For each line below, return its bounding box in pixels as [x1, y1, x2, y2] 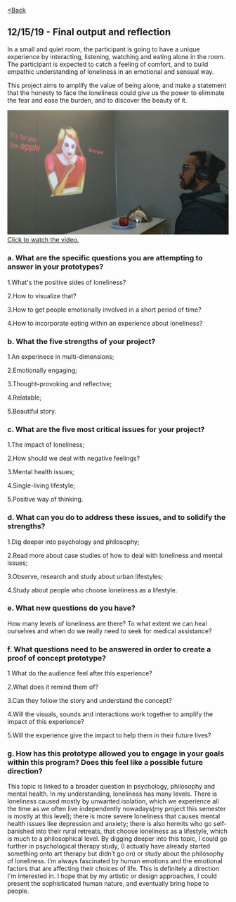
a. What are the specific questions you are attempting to [7, 253, 203, 263]
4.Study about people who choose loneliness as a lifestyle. [7, 585, 178, 594]
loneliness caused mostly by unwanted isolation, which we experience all [7, 797, 219, 806]
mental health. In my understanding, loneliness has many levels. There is [7, 789, 218, 798]
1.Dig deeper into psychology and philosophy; [7, 538, 140, 546]
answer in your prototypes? [7, 262, 104, 272]
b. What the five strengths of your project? [7, 336, 156, 346]
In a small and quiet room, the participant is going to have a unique [7, 45, 200, 53]
